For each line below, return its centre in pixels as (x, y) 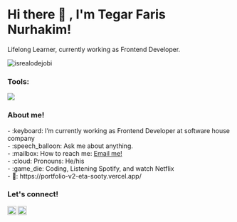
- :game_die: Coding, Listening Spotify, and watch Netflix (91, 168)
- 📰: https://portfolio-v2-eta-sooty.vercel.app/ (75, 176)
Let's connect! (33, 194)
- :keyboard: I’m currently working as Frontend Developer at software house (118, 130)
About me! (26, 115)
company (21, 138)
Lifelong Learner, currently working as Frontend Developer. (94, 49)
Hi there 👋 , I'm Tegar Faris (86, 15)
